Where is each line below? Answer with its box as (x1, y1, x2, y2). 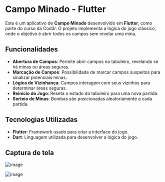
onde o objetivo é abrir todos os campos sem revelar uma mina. (5, 30, 136, 36)
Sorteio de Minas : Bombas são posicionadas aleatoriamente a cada (12, 95, 152, 101)
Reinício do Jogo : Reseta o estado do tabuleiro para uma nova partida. (12, 90, 158, 96)
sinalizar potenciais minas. (12, 74, 67, 80)
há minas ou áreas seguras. (12, 63, 69, 69)
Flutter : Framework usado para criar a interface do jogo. (12, 128, 129, 134)
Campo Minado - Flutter (5, 3, 106, 15)
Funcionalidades (5, 45, 58, 53)
